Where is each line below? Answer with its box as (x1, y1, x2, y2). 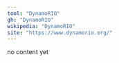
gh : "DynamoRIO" (7, 16, 54, 23)
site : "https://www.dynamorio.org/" (7, 29, 113, 36)
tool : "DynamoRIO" (7, 10, 60, 17)
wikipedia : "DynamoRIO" (7, 23, 76, 29)
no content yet (7, 48, 48, 56)
